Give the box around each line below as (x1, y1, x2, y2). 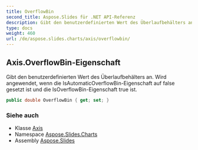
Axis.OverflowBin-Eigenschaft (6, 58, 121, 68)
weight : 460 (6, 31, 35, 36)
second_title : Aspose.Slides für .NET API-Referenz (6, 14, 136, 20)
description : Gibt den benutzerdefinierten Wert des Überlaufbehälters (6, 19, 186, 25)
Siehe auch (6, 111, 39, 119)
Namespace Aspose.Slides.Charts (14, 131, 98, 138)
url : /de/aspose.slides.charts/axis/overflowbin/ (6, 36, 131, 42)
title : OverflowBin (6, 8, 54, 15)
